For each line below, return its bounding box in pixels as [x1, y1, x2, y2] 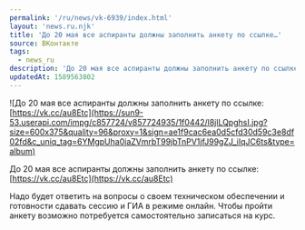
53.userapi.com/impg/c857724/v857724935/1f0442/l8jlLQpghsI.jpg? [9, 116, 268, 127]
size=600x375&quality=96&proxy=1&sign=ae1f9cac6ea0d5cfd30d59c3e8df [9, 126, 295, 137]
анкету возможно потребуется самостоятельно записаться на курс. [9, 210, 276, 221]
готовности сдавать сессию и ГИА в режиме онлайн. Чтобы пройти [9, 200, 273, 211]
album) [9, 145, 36, 156]
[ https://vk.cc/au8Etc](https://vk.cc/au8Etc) [9, 173, 174, 184]
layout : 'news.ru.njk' [9, 22, 95, 31]
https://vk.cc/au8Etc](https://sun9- [12, 106, 143, 118]
